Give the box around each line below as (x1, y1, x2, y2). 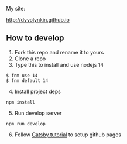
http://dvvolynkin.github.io (6, 16, 70, 23)
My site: (6, 5, 25, 12)
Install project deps (14, 88, 61, 95)
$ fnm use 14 (6, 73, 38, 78)
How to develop (6, 33, 64, 43)
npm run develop (6, 121, 46, 126)
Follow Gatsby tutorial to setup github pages (14, 131, 122, 138)
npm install (6, 99, 35, 105)
